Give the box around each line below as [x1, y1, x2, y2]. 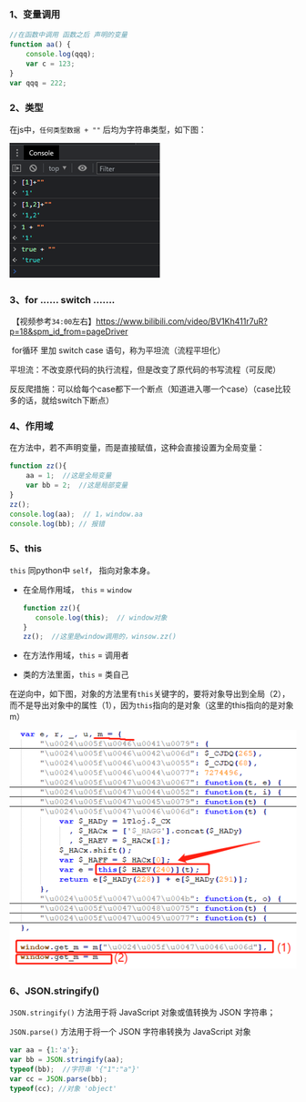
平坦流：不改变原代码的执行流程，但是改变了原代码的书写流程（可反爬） [9, 364, 280, 375]
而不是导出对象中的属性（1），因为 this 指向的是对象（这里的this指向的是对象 [9, 700, 294, 711]
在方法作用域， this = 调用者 [22, 650, 129, 661]
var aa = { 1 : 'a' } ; [9, 1046, 79, 1055]
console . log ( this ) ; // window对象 [35, 612, 168, 622]
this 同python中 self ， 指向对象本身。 [9, 564, 155, 575]
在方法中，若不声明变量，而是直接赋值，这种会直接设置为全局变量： [9, 442, 265, 453]
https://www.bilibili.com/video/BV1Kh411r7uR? [95, 316, 269, 327]
